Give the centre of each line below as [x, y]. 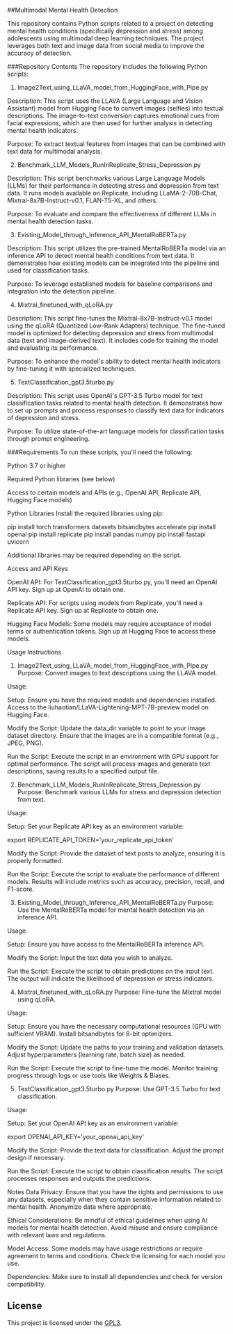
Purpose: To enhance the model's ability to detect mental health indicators [114, 361]
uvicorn [18, 541]
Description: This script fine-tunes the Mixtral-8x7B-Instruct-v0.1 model [110, 318]
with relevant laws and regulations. [57, 1235]
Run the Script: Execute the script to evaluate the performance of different [114, 874]
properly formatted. [35, 861]
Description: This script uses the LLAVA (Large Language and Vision [105, 101]
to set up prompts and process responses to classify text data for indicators [116, 410]
